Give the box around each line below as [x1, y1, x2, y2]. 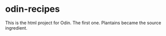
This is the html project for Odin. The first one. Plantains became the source [5, 20, 161, 26]
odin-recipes [5, 3, 60, 15]
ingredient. [5, 25, 27, 31]
